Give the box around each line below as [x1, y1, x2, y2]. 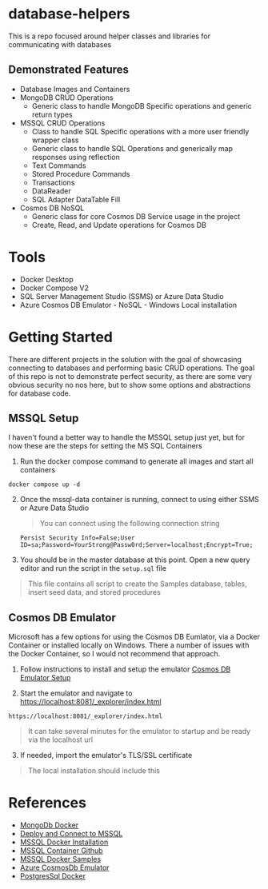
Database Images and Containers [19, 84, 130, 94]
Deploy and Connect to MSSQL [19, 829, 123, 839]
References [8, 794, 86, 812]
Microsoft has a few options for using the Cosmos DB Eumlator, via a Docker [8, 632, 260, 642]
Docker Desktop [19, 274, 74, 284]
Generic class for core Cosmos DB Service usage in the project [31, 211, 241, 221]
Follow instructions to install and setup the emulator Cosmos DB [19, 664, 231, 674]
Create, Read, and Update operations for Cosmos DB [31, 220, 206, 229]
